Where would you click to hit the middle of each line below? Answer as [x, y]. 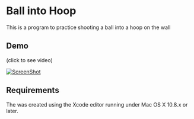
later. [12, 111]
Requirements [33, 90]
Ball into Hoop [41, 11]
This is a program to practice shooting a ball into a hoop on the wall [88, 27]
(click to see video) [30, 60]
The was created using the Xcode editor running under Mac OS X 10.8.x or [97, 104]
